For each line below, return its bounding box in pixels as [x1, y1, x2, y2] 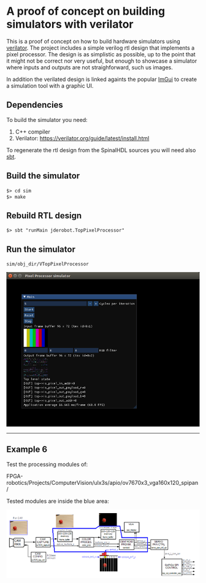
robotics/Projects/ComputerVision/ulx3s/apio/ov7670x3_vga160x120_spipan [6, 479, 199, 486]
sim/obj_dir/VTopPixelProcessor [6, 261, 89, 267]
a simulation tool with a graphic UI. [6, 82, 94, 90]
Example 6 [6, 444, 48, 455]
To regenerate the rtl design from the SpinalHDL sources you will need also [6, 146, 196, 154]
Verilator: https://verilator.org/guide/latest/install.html [15, 134, 150, 142]
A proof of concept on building [6, 4, 166, 18]
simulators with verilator [6, 17, 134, 31]
